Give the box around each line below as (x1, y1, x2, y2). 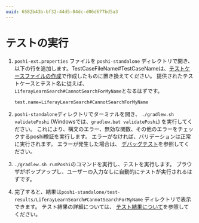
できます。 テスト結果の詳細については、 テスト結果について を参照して (14, 203, 189, 210)
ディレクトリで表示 (144, 195, 192, 203)
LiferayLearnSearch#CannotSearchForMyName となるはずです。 (14, 87, 163, 94)
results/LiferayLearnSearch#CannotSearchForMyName (14, 197, 143, 203)
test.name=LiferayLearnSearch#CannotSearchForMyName (14, 99, 149, 105)
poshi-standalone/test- (61, 189, 121, 195)
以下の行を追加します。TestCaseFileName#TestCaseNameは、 (14, 65, 170, 72)
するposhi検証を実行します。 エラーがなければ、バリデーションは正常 (19, 133, 192, 140)
